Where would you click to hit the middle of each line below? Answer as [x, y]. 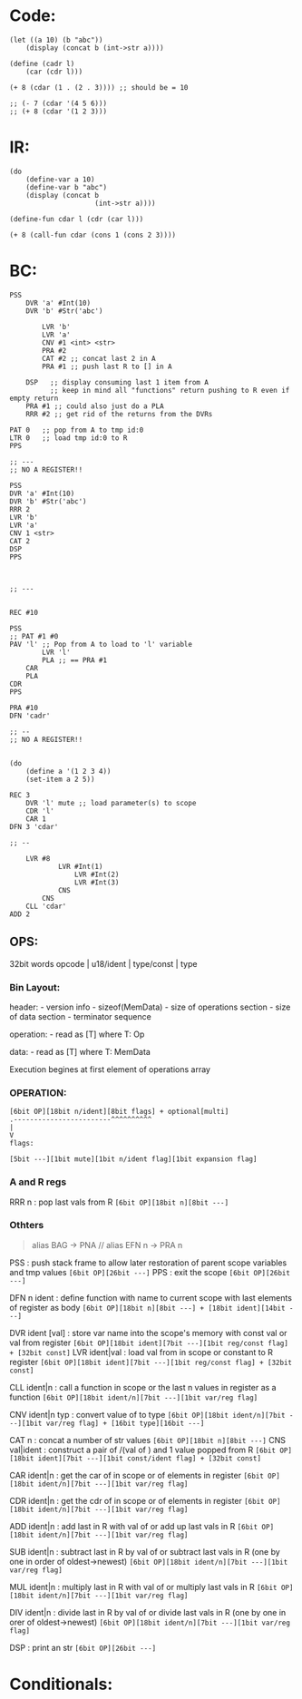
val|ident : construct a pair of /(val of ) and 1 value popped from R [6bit [143, 1450]
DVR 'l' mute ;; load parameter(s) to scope [111, 803]
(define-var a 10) [60, 179]
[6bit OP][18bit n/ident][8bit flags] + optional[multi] [119, 1112]
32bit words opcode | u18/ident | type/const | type [103, 963]
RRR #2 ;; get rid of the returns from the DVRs [119, 414]
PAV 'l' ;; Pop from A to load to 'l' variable [101, 644]
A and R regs [38, 1182]
